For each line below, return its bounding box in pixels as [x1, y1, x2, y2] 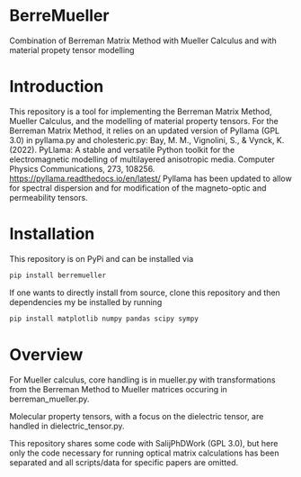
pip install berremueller [9, 271, 106, 280]
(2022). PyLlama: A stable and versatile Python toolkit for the [9, 144, 235, 155]
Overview [9, 344, 84, 364]
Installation [9, 224, 95, 244]
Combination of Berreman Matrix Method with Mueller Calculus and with [9, 35, 277, 46]
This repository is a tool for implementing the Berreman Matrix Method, [9, 105, 272, 117]
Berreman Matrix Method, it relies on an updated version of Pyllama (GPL [9, 125, 280, 136]
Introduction [9, 76, 104, 97]
